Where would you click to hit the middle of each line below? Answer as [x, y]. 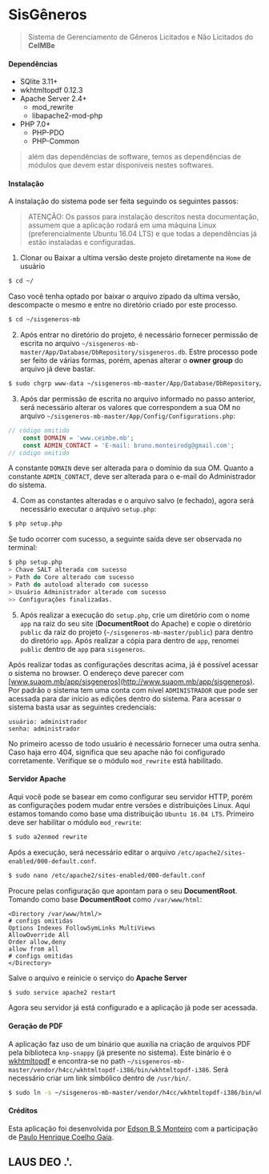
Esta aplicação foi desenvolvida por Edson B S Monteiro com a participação [133, 1128]
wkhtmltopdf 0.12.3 [51, 90]
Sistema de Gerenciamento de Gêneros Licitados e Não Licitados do [141, 37]
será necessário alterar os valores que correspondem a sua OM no [130, 407]
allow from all [34, 949]
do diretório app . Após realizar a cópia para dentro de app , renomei [129, 640]
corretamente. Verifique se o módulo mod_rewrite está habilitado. [116, 760]
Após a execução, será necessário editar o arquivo [92, 852]
